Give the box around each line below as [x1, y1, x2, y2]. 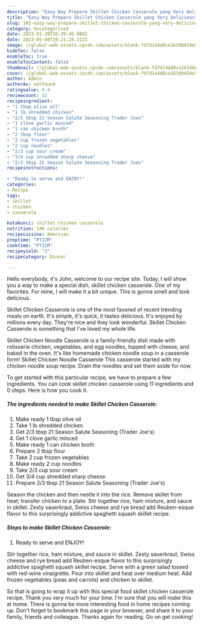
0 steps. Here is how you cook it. [7, 387, 88, 394]
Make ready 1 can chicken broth [15, 441, 95, 448]
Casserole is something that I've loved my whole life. [7, 325, 137, 333]
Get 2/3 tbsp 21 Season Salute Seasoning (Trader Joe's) [15, 429, 155, 436]
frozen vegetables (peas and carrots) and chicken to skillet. [7, 576, 154, 583]
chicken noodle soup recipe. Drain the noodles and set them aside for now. [7, 363, 192, 370]
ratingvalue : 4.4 [7, 87, 50, 93]
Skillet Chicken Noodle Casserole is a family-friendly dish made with [7, 337, 176, 344]
